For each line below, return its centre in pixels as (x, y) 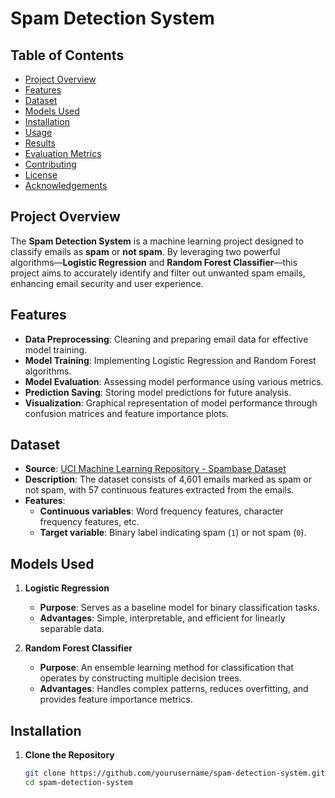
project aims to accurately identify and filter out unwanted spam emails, (158, 273)
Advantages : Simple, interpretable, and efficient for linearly (162, 618)
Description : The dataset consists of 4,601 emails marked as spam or (168, 479)
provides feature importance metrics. (116, 699)
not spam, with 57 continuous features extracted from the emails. (159, 490)
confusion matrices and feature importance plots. (127, 413)
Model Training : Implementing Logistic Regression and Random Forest (170, 360)
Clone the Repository (69, 755)
